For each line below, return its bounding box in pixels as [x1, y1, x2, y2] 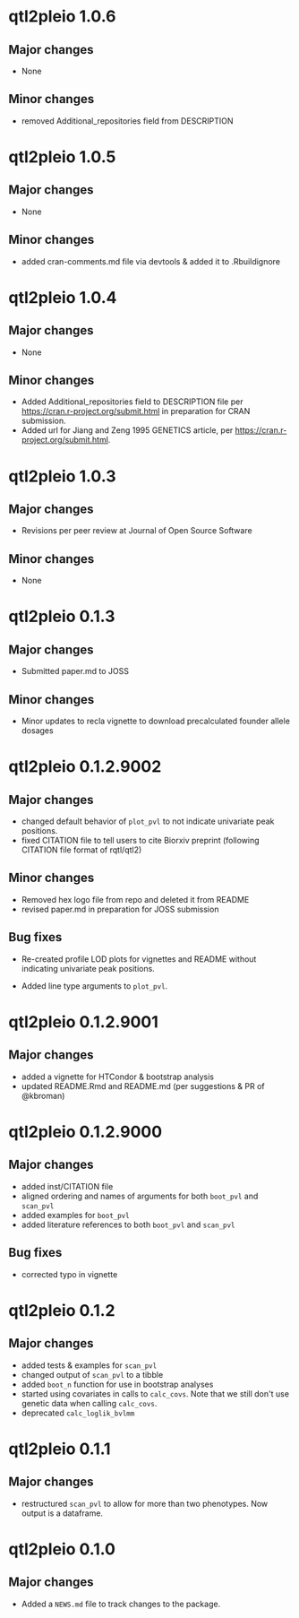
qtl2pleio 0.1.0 [8, 1539, 115, 1559]
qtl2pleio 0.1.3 [8, 607, 115, 627]
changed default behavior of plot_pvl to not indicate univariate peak [21, 816, 275, 826]
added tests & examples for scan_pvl [21, 1360, 158, 1371]
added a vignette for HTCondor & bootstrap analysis [21, 1071, 215, 1082]
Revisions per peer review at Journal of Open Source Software [21, 525, 252, 536]
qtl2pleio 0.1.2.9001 [8, 1011, 158, 1032]
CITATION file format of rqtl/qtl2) [21, 844, 142, 855]
